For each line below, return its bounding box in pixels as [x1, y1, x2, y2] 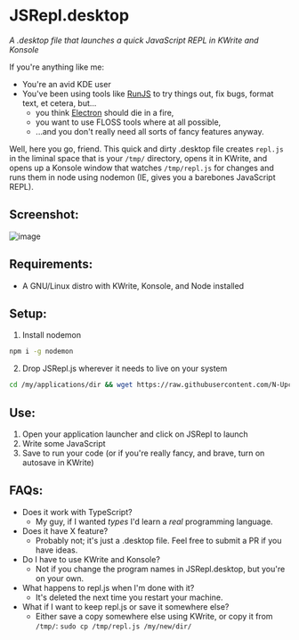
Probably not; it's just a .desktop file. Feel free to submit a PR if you [35, 535, 282, 546]
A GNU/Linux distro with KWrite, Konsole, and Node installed [21, 280, 245, 291]
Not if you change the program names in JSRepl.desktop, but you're [35, 563, 286, 574]
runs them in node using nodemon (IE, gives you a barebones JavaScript [9, 171, 276, 183]
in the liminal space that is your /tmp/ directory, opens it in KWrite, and [9, 152, 268, 163]
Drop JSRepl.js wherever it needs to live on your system [21, 363, 228, 374]
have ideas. [35, 545, 78, 555]
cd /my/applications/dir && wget [9, 381, 133, 390]
